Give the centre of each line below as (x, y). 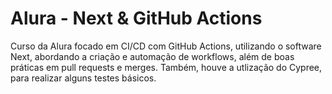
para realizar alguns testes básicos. (83, 78)
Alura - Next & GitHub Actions (136, 18)
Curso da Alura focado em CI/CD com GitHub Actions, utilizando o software (166, 46)
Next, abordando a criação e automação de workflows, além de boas (152, 56)
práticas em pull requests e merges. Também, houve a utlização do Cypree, (166, 67)
